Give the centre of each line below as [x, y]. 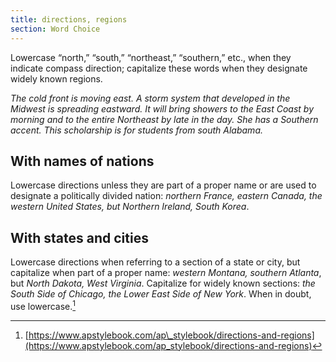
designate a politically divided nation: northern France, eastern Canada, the [166, 196]
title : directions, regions [69, 19]
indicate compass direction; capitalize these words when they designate [159, 68]
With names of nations [82, 161]
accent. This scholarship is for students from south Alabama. [136, 130]
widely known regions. [56, 78]
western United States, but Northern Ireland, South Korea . [130, 207]
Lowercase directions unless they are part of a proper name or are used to [163, 185]
